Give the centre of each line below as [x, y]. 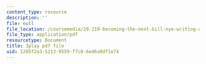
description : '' [27, 18]
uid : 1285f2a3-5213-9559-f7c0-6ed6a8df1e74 [63, 52]
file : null [20, 23]
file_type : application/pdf [42, 35]
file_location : [26, 29]
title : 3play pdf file [35, 46]
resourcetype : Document [37, 40]
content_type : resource [37, 12]
